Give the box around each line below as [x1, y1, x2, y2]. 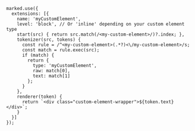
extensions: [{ [11, 11, 49, 17]
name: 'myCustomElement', [17, 16, 81, 22]
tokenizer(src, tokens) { [17, 37, 81, 43]
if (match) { [21, 52, 55, 58]
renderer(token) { [17, 94, 62, 100]
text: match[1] [32, 73, 70, 79]
